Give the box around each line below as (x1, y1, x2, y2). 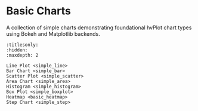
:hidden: (6, 47, 28, 53)
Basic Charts (6, 4, 72, 18)
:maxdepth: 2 (6, 52, 39, 58)
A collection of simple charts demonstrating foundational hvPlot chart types (6, 24, 192, 31)
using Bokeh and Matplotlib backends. (6, 30, 100, 37)
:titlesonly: (6, 42, 39, 48)
